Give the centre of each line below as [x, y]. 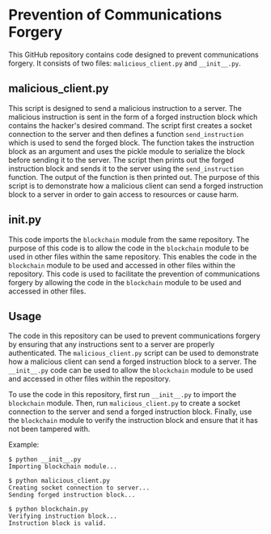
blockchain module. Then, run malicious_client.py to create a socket [125, 404]
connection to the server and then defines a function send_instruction [126, 134]
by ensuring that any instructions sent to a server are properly [112, 344]
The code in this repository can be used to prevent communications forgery [134, 336]
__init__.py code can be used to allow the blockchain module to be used [131, 370]
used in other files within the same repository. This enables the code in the [133, 256]
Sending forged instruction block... [72, 495]
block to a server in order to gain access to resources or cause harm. [123, 194]
